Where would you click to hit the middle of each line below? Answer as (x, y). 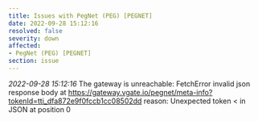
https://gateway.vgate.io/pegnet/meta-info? (140, 92)
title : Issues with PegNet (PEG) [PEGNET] (80, 16)
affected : (25, 46)
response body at (37, 92)
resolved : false (35, 31)
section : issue (34, 61)
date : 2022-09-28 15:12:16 (53, 23)
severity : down (34, 38)
